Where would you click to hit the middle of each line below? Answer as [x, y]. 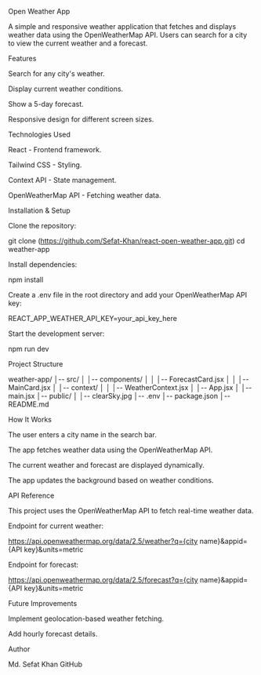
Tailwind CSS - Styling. [45, 165]
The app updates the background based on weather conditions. [111, 480]
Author [19, 649]
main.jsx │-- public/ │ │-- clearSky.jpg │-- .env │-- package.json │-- [120, 396]
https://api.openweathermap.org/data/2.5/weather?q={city [103, 541]
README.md [29, 404]
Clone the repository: [42, 226]
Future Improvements [43, 603]
